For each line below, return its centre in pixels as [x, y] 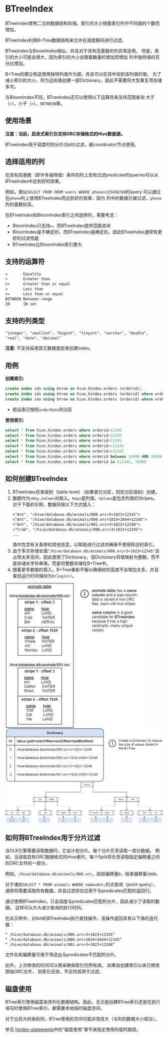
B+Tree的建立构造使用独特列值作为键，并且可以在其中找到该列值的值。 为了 [83, 74]
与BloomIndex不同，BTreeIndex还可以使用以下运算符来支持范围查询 [75, 97]
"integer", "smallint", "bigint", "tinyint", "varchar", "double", [77, 333]
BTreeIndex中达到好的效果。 [34, 181]
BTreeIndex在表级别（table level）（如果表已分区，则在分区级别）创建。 [86, 492]
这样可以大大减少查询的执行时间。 [50, 908]
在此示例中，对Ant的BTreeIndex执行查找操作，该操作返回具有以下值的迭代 [82, 918]
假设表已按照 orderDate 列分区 [42, 409]
